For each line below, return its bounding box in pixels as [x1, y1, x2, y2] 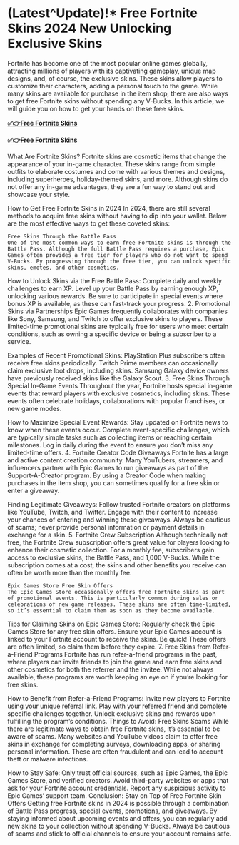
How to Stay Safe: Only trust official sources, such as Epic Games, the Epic [7, 769, 228, 777]
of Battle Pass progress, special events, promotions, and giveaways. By [7, 806, 218, 815]
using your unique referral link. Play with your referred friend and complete [7, 702, 228, 710]
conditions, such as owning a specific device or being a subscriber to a [7, 330, 217, 338]
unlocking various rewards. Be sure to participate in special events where [7, 291, 223, 300]
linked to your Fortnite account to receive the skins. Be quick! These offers [7, 634, 227, 643]
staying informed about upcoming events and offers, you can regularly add [7, 814, 228, 822]
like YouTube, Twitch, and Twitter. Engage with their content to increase [7, 507, 218, 516]
